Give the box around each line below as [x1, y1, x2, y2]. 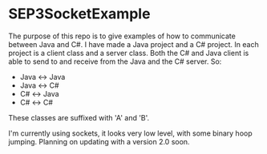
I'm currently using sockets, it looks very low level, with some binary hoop [8, 128, 253, 138]
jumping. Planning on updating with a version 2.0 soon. [8, 136, 190, 146]
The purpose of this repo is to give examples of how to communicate [8, 31, 237, 41]
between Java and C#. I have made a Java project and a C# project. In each [8, 39, 259, 49]
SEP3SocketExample [8, 5, 151, 23]
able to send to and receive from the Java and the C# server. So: [8, 57, 222, 66]
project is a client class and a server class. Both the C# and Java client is [8, 48, 249, 57]
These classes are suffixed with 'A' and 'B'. [8, 113, 150, 122]
